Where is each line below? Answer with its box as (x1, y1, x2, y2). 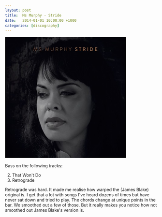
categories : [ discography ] (5, 23, 59, 28)
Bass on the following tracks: (5, 163, 63, 169)
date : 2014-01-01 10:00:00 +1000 (5, 18, 77, 23)
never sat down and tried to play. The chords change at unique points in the (5, 197, 156, 203)
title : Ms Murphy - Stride (5, 13, 62, 18)
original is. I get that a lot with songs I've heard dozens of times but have (5, 192, 150, 198)
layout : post (5, 8, 31, 13)
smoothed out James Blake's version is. (5, 207, 85, 213)
